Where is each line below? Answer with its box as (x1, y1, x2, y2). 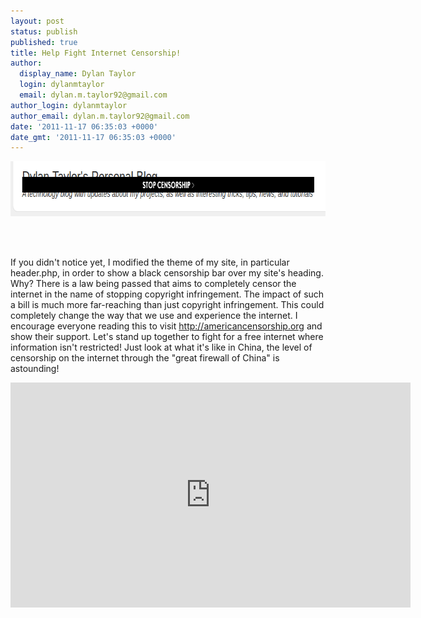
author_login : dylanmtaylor (10, 100, 128, 110)
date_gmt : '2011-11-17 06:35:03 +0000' (10, 132, 177, 142)
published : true (10, 37, 78, 47)
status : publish (10, 26, 78, 37)
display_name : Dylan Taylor (19, 69, 137, 79)
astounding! (10, 363, 60, 375)
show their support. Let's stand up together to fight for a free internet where (10, 331, 324, 343)
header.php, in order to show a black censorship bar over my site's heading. (10, 267, 324, 279)
